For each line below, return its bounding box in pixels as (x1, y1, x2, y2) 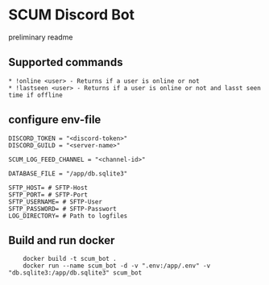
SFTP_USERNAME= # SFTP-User (8, 197, 103, 206)
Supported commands (8, 56, 123, 69)
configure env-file (8, 113, 101, 126)
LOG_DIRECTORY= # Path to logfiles (8, 212, 128, 220)
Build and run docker (8, 233, 115, 247)
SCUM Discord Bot (8, 6, 135, 24)
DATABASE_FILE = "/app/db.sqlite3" (8, 169, 128, 178)
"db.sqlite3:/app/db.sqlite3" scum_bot (8, 269, 143, 277)
